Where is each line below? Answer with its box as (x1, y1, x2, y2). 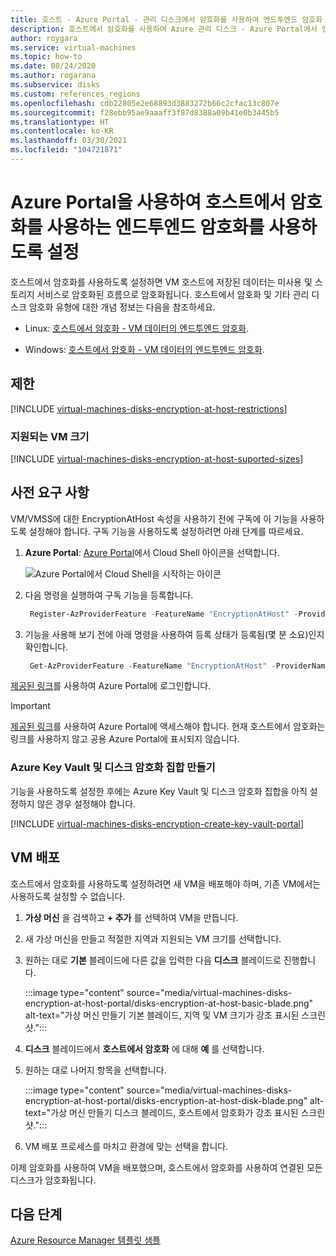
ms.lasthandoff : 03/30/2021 (10, 136, 128, 146)
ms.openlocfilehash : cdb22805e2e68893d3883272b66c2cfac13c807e (10, 98, 280, 108)
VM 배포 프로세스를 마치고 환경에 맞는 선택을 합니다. (24, 1140, 229, 1152)
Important (10, 700, 51, 712)
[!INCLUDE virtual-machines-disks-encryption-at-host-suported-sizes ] (10, 452, 304, 465)
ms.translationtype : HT (10, 117, 110, 127)
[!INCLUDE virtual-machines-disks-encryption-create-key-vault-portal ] (10, 817, 305, 830)
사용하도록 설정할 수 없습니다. (10, 890, 126, 902)
